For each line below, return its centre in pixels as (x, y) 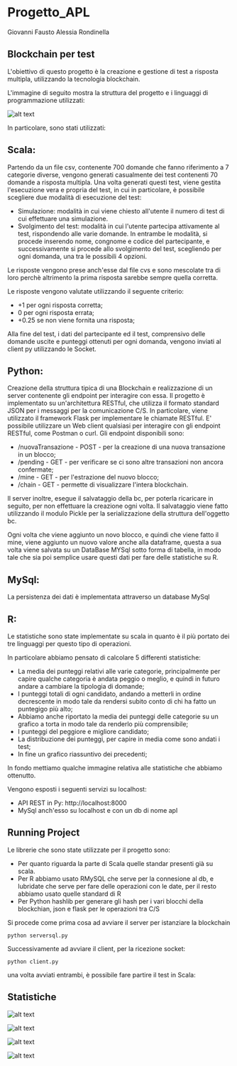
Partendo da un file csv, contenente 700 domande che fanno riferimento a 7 (118, 167)
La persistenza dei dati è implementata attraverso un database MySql (109, 597)
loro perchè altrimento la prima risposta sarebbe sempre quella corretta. (113, 277)
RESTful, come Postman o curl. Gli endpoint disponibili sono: (96, 433)
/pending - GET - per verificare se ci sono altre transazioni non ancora (120, 462)
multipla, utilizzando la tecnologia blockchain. (74, 79)
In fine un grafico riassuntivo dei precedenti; (82, 754)
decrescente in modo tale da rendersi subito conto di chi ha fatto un (117, 701)
